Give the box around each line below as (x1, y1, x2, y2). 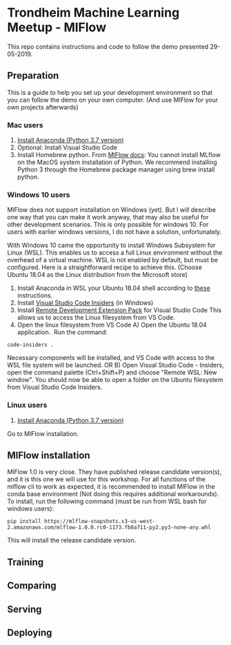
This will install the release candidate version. (7, 536, 137, 545)
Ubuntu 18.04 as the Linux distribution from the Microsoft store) (7, 271, 188, 279)
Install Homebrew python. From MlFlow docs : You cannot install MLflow (17, 151, 221, 159)
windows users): (7, 505, 54, 513)
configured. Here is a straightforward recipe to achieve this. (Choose (7, 263, 202, 271)
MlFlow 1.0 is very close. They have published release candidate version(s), (7, 468, 222, 476)
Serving (7, 603, 42, 615)
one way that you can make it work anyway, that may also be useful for (7, 213, 209, 221)
